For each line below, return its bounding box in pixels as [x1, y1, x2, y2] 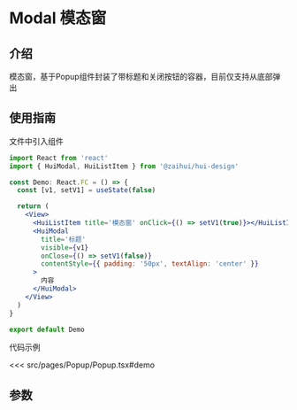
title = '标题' [41, 235, 87, 244]
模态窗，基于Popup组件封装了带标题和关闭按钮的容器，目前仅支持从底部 [9, 72, 273, 81]
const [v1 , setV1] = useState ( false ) [17, 186, 156, 195]
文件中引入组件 [9, 135, 64, 146]
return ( [17, 202, 49, 211]
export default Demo [9, 325, 86, 334]
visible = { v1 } [41, 243, 89, 252]
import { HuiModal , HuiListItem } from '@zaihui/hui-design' [9, 161, 240, 171]
